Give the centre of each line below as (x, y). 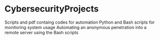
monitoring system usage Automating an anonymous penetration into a (76, 27)
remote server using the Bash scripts (42, 32)
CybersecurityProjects (52, 9)
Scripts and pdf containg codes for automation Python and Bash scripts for (80, 22)
